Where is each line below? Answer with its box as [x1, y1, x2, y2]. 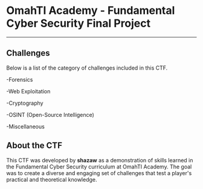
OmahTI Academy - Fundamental [6, 4, 175, 18]
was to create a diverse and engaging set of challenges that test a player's [6, 169, 192, 176]
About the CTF [6, 141, 62, 151]
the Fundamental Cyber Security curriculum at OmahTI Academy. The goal [6, 163, 192, 170]
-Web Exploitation [6, 87, 51, 94]
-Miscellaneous [6, 122, 45, 130]
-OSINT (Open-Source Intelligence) [6, 111, 95, 118]
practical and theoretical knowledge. [6, 176, 98, 183]
